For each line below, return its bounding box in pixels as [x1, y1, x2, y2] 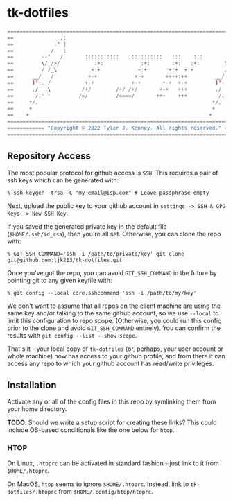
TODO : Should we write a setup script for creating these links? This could [7, 418, 217, 427]
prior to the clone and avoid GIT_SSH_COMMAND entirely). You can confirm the [7, 324, 221, 332]
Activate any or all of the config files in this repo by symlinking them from [7, 397, 216, 406]
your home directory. [7, 405, 67, 413]
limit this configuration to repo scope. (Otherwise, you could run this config [7, 316, 222, 324]
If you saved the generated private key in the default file [7, 222, 168, 230]
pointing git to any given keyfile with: [7, 276, 112, 284]
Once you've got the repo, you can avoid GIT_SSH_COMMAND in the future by [7, 268, 217, 277]
